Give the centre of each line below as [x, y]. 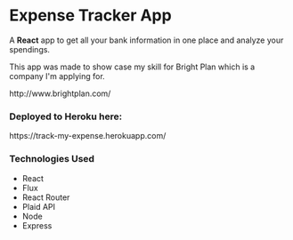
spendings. [30, 49]
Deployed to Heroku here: [66, 116]
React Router [46, 197]
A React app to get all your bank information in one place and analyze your [146, 40]
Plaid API [39, 206]
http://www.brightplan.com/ [60, 93]
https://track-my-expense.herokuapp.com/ [88, 136]
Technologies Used [52, 159]
